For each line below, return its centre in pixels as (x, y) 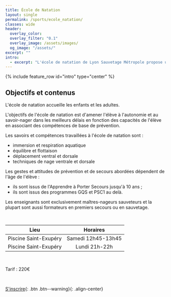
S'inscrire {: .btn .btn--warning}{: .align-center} (54, 289)
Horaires (94, 230)
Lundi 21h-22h (94, 247)
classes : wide (20, 24)
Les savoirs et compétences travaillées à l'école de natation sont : (74, 136)
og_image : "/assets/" (33, 48)
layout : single (21, 15)
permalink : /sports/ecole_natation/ (44, 19)
